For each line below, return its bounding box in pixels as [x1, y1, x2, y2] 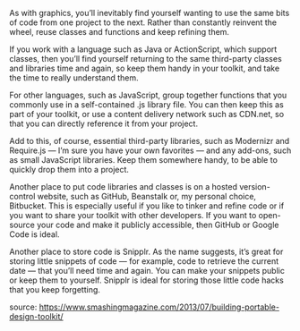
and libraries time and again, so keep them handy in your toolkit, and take [9, 63, 280, 73]
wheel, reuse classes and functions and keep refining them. [9, 27, 230, 37]
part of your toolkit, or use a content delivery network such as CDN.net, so [9, 109, 285, 119]
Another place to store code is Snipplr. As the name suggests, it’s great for [9, 246, 284, 257]
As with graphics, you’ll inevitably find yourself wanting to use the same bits [9, 8, 290, 18]
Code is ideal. [9, 229, 60, 240]
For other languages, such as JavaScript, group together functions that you [9, 89, 287, 100]
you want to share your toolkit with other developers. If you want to [9, 210, 257, 220]
